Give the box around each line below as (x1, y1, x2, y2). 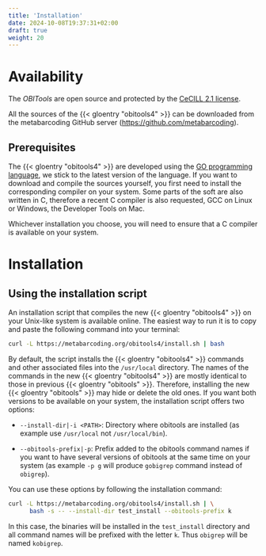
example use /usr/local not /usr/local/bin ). (19, 428, 168, 438)
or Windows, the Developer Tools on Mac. (8, 204, 145, 213)
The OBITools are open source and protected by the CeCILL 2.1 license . (8, 94, 241, 104)
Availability (8, 68, 84, 86)
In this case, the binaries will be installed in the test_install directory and (8, 521, 251, 531)
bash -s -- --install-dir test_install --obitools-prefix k (28, 507, 232, 515)
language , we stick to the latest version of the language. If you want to (8, 170, 237, 179)
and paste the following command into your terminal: (8, 325, 180, 333)
